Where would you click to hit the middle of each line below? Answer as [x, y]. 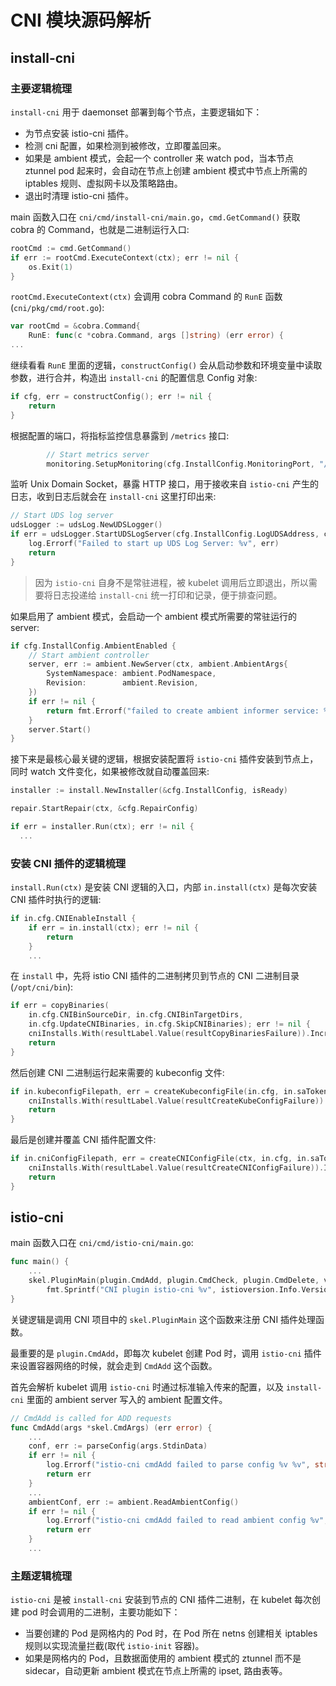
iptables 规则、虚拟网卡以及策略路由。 [103, 183]
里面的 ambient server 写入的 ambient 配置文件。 [127, 1399]
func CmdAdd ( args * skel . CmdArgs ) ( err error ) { [111, 1427]
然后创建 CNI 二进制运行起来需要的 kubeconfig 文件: [117, 1072]
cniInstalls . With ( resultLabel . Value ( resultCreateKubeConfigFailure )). [178, 1101]
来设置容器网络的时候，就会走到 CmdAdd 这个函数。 [114, 1365]
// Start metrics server [98, 454]
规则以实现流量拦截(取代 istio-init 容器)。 [114, 1646]
